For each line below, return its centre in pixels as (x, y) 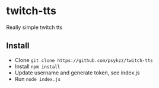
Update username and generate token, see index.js (77, 73)
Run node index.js (38, 79)
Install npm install (37, 66)
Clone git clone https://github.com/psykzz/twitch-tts (84, 60)
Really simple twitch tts (34, 27)
